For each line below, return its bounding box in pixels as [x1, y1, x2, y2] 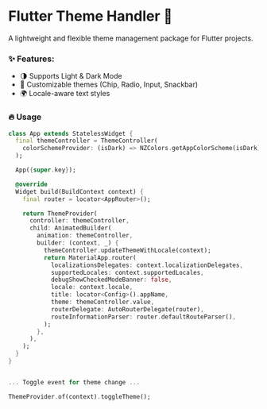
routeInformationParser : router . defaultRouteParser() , [50, 313, 237, 321]
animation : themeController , [37, 232, 133, 240]
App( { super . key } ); [15, 166, 77, 174]
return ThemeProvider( [22, 210, 98, 218]
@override [15, 180, 48, 188]
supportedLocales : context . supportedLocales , [50, 268, 204, 276]
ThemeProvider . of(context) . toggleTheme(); [8, 392, 151, 400]
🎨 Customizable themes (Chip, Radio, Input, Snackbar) [19, 79, 199, 90]
